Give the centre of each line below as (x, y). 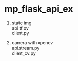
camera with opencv (32, 42)
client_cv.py (24, 53)
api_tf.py (20, 28)
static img (21, 23)
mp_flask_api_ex (39, 9)
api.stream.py (25, 48)
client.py (20, 33)
